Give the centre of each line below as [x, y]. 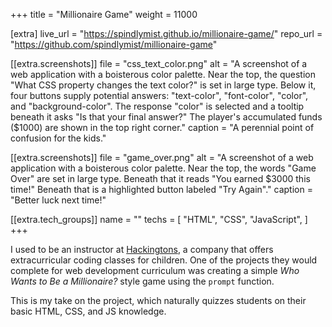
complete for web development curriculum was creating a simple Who [155, 270]
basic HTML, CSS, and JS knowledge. [88, 311]
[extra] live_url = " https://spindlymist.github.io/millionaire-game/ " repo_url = [166, 33]
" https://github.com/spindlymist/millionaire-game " [114, 44]
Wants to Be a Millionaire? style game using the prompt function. [142, 281]
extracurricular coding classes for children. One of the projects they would [164, 260]
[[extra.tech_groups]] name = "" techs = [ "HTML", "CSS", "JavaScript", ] [159, 219]
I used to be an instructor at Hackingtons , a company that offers [142, 249]
